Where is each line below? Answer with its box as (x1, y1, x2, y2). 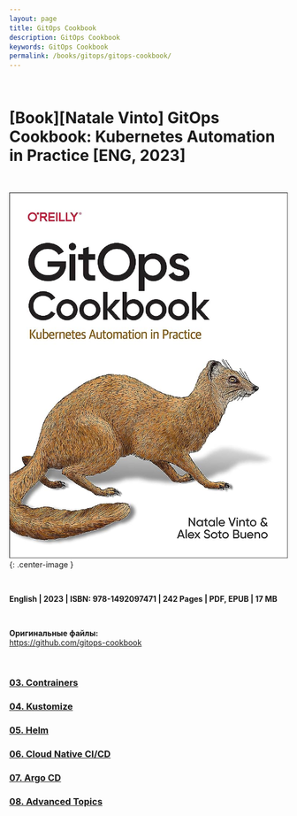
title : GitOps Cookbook (9, 23, 97, 33)
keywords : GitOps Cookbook (9, 42, 109, 51)
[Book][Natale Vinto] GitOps (9, 108, 220, 128)
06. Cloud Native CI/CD (9, 748, 111, 760)
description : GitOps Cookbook (9, 33, 121, 42)
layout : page (9, 14, 57, 23)
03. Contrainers (9, 677, 79, 689)
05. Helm (9, 724, 49, 736)
